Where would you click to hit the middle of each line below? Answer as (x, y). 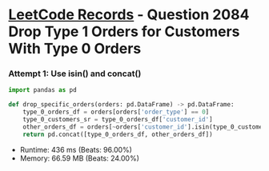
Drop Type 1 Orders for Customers (124, 32)
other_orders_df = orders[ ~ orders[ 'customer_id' (105, 127)
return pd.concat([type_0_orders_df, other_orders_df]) (118, 134)
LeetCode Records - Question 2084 (129, 15)
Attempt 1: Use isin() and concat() (75, 74)
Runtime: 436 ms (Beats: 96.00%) (76, 149)
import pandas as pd (43, 90)
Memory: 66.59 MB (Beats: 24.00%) (80, 158)
